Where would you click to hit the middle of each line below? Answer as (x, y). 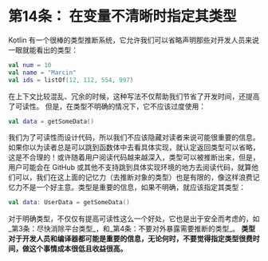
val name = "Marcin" (43, 73)
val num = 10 (30, 65)
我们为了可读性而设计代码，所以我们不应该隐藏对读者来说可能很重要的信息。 (134, 137)
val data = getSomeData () (51, 121)
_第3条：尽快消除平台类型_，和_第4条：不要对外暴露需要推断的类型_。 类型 (132, 229)
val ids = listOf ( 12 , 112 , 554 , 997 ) (71, 80)
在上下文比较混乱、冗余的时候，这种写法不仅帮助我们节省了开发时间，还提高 (134, 96)
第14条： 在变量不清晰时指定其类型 (122, 16)
